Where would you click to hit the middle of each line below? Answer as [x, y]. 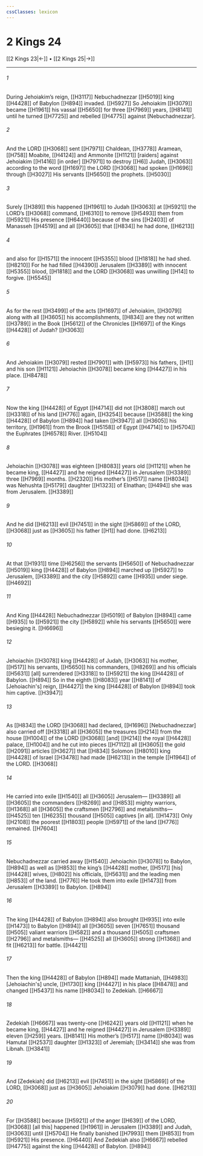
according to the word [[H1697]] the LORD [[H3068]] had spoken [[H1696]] [100, 167]
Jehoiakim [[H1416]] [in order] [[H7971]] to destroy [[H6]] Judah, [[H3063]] [100, 161]
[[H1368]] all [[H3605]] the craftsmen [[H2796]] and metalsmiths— [90, 809]
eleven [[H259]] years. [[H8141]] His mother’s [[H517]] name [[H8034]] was [100, 1036]
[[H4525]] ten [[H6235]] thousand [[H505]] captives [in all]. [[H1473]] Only [99, 816]
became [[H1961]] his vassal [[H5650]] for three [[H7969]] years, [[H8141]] [99, 109]
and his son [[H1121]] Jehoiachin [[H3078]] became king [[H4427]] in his [97, 369]
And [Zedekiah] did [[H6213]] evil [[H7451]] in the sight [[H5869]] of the [96, 1081]
